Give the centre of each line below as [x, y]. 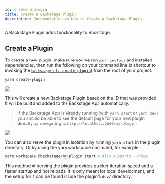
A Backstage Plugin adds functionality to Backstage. [58, 33]
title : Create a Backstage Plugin [41, 14]
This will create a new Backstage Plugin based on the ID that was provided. [82, 98]
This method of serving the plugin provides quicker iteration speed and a [79, 166]
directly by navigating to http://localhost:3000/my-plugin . [77, 123]
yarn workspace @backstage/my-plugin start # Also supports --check [77, 156]
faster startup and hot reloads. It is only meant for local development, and [80, 171]
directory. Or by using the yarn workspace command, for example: [73, 148]
